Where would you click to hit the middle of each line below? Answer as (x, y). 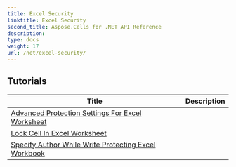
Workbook (28, 153)
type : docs (23, 40)
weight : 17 (23, 46)
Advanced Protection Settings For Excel (76, 113)
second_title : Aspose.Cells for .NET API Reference (84, 27)
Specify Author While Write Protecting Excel (83, 145)
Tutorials (27, 81)
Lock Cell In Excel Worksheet (59, 133)
